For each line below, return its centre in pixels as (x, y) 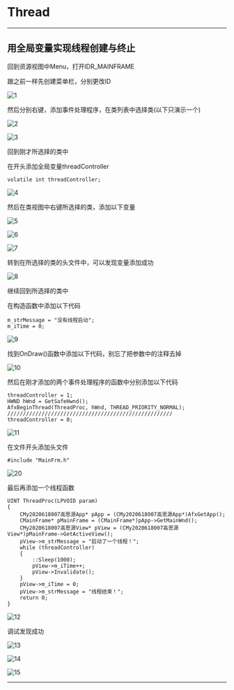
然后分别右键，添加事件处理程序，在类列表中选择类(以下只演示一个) (104, 110)
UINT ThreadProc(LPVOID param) (53, 501)
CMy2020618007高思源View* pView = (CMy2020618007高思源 (99, 528)
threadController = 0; (40, 420)
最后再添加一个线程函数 (41, 487)
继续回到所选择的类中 (38, 291)
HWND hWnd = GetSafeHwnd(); (48, 401)
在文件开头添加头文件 (38, 447)
